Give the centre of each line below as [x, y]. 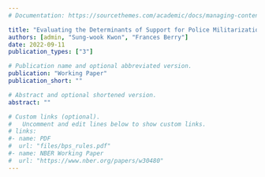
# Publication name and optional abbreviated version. [100, 66]
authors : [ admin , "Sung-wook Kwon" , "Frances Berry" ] [99, 37]
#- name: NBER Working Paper [56, 153]
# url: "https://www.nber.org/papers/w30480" [86, 160]
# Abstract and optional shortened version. [82, 95]
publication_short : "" [45, 81]
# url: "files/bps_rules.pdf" [60, 146]
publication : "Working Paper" [58, 73]
